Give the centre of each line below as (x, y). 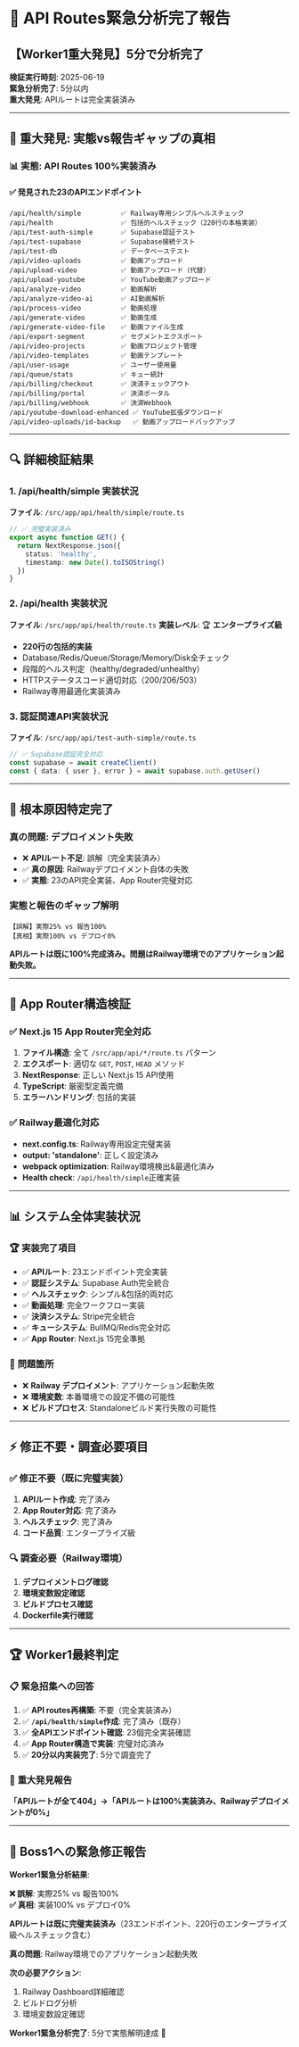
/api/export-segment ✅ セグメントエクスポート (106, 336)
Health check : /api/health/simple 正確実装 (101, 1177)
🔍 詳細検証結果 (52, 459)
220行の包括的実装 (57, 646)
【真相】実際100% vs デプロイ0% (62, 936)
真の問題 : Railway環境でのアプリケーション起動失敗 (104, 1954)
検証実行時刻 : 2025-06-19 (57, 77)
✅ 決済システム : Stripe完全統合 (79, 1316)
